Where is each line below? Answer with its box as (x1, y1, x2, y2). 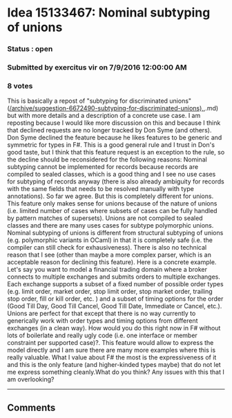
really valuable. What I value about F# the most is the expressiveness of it (7, 353, 217, 361)
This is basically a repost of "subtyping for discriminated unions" (7, 97, 192, 105)
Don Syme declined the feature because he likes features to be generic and (7, 133, 222, 142)
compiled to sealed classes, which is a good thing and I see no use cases (7, 170, 216, 179)
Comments (7, 401, 56, 413)
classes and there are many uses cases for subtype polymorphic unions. (7, 221, 214, 230)
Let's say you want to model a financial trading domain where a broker (7, 266, 207, 274)
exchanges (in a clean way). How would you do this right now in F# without (7, 324, 221, 332)
